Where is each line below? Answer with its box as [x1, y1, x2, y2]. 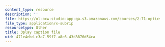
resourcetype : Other [5, 25, 48, 30]
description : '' [5, 12, 38, 17]
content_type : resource [5, 7, 54, 12]
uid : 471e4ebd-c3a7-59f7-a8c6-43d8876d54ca [5, 35, 96, 40]
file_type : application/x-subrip [5, 21, 74, 26]
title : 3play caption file [5, 30, 60, 35]
